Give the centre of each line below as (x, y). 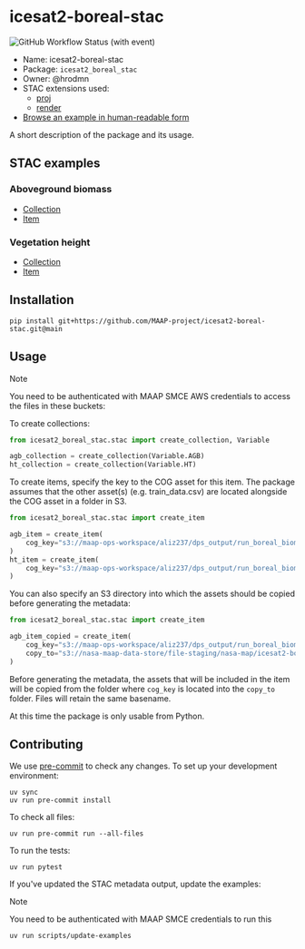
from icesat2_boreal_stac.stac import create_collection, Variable (140, 440)
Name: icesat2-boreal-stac (73, 59)
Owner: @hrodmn (55, 78)
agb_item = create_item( (56, 534)
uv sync (24, 792)
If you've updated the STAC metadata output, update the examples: (135, 884)
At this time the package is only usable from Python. (107, 716)
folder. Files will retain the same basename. (90, 698)
